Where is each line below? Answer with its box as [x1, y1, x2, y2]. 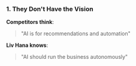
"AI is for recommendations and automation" [20, 30, 131, 37]
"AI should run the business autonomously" [20, 53, 128, 61]
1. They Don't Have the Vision [6, 5, 94, 13]
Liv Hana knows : [6, 41, 49, 49]
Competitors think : [6, 19, 54, 26]
